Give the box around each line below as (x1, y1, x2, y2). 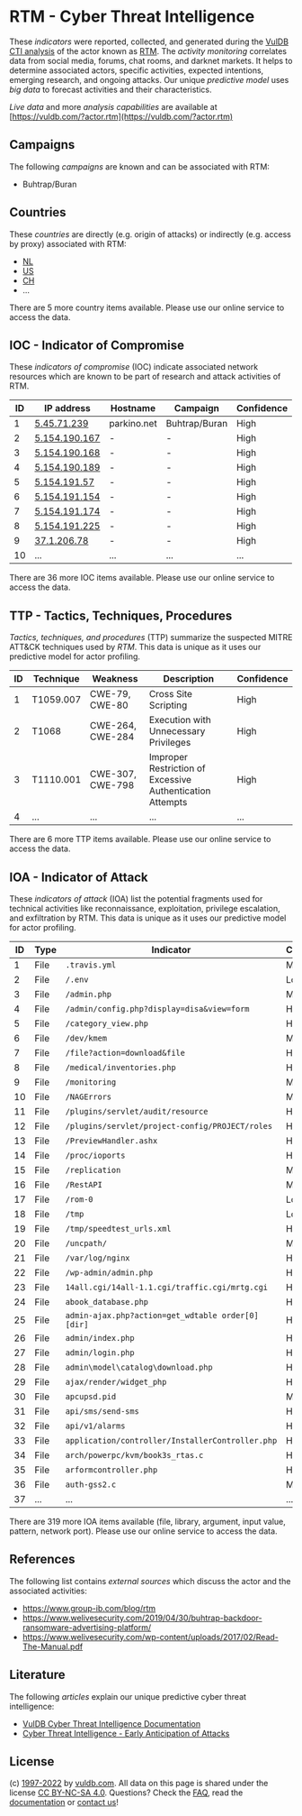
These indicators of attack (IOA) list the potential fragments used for (9, 894, 263, 903)
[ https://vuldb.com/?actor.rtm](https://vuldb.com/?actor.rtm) (9, 111, 234, 122)
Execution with (148, 714, 211, 727)
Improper (148, 751, 189, 764)
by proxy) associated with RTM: (9, 238, 128, 249)
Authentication (148, 784, 211, 797)
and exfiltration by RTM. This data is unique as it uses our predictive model (9, 913, 287, 923)
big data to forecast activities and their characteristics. (9, 84, 212, 95)
